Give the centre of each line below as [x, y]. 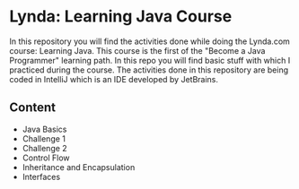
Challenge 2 [44, 148]
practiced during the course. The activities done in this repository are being [149, 70]
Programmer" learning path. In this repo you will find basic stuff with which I [150, 60]
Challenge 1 [44, 138]
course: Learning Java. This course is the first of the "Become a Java [137, 50]
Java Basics [44, 129]
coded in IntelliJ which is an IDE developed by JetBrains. [114, 79]
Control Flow [46, 158]
